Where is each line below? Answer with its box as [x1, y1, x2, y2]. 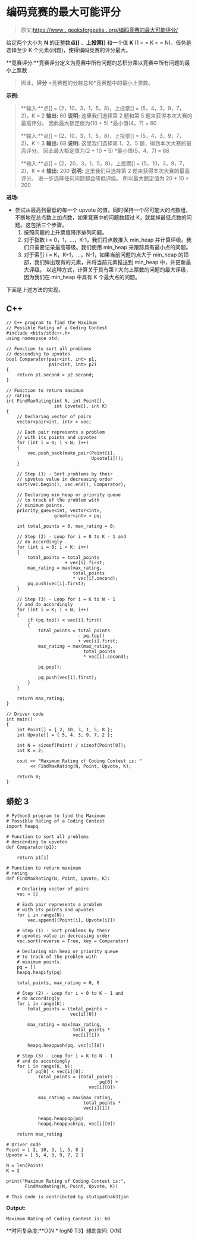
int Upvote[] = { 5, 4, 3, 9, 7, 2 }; [17, 732, 113, 738]
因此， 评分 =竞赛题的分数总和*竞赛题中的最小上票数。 [20, 79, 154, 86]
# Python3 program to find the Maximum [6, 812, 105, 819]
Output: [6, 1204, 26, 1211]
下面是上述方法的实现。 [6, 286, 64, 293]
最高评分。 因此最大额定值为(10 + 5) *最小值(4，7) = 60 [20, 119, 157, 126]
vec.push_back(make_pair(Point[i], [27, 450, 116, 456]
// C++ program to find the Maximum [6, 320, 97, 326]
